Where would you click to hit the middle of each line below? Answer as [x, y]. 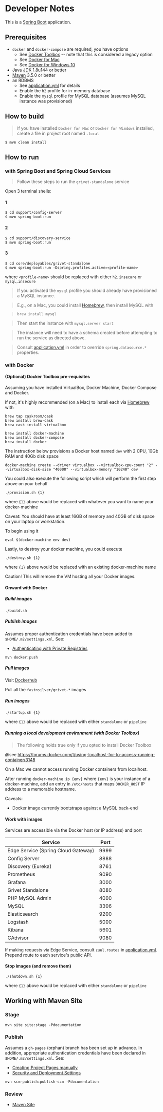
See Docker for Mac [39, 60]
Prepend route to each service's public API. [49, 955]
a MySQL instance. [36, 295]
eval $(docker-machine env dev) [38, 540]
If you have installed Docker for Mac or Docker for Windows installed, [85, 128]
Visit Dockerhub [21, 680]
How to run [22, 157]
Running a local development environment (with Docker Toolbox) [72, 733]
